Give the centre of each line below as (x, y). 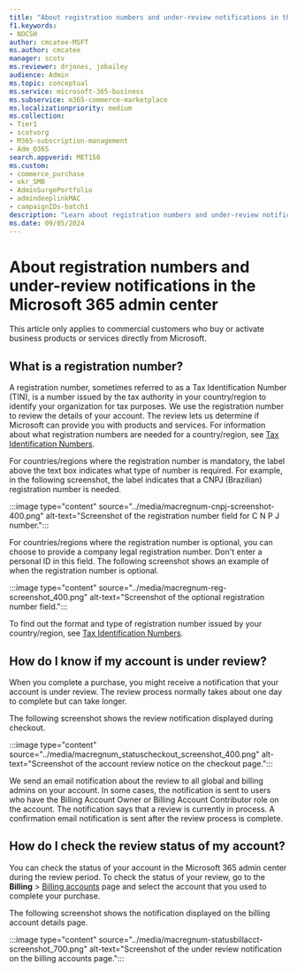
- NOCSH (23, 34)
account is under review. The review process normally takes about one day (146, 692)
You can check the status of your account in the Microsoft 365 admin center (148, 868)
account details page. (49, 922)
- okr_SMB (27, 182)
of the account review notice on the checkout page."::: (174, 764)
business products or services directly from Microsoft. (108, 338)
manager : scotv (37, 58)
